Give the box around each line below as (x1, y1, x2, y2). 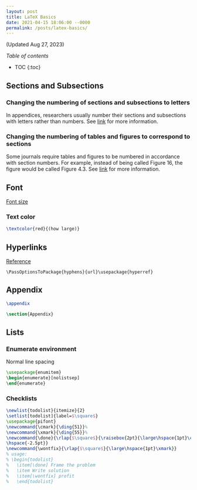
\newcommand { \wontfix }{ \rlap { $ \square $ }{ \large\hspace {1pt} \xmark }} (6, 446, 177, 452)
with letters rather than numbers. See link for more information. (6, 118, 158, 125)
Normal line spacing (6, 358, 55, 365)
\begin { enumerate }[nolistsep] (6, 375, 80, 381)
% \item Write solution (6, 467, 69, 474)
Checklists (6, 394, 38, 402)
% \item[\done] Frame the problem (6, 462, 96, 468)
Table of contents (6, 52, 49, 59)
